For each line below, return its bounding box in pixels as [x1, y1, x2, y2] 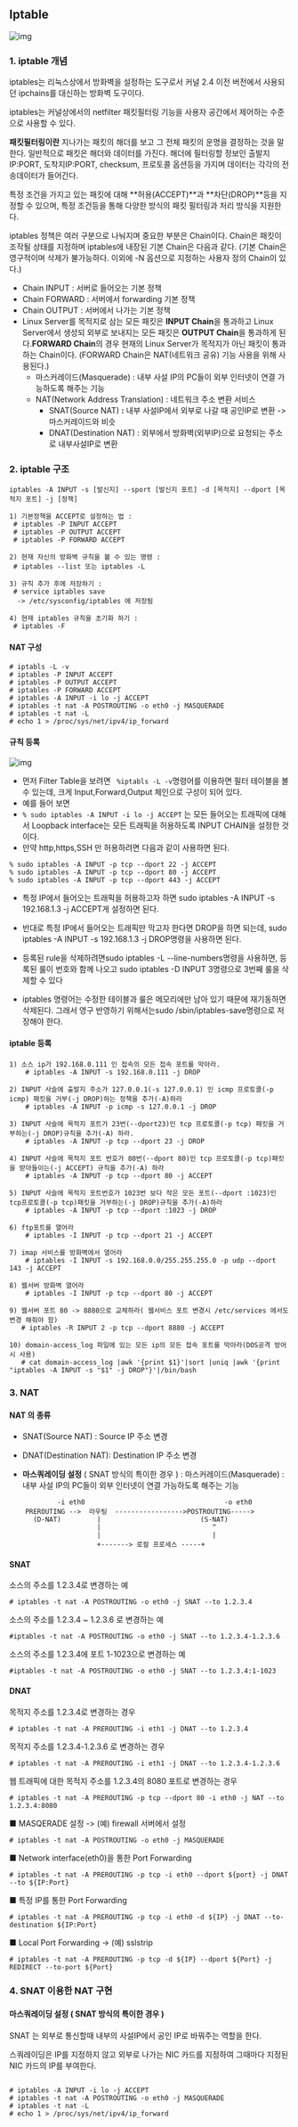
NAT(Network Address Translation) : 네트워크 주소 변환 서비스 [35, 394, 256, 405]
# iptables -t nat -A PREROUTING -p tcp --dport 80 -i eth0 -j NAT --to [9, 1793, 285, 1803]
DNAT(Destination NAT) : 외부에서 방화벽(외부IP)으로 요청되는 [48, 428, 267, 438]
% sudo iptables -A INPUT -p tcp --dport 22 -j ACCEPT [9, 860, 217, 869]
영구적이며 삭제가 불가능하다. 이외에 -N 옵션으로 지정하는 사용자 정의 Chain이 [9, 253, 278, 264]
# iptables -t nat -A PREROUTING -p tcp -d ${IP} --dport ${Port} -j [9, 1955, 273, 1964]
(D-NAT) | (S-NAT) [32, 1515, 229, 1525]
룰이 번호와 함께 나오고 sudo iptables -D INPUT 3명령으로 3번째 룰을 [38, 963, 280, 974]
